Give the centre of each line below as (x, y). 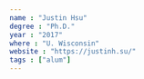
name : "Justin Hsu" (49, 18)
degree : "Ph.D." (42, 26)
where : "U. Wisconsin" (55, 43)
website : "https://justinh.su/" (73, 52)
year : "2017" (36, 35)
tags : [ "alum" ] (40, 60)
